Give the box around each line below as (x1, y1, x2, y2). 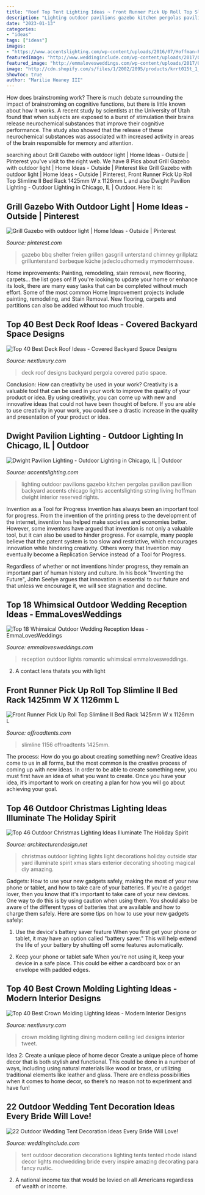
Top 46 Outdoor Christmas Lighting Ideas (6, 803, 167, 814)
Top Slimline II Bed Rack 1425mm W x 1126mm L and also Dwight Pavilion (6, 177, 190, 185)
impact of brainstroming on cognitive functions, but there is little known (6, 100, 186, 108)
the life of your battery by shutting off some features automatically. (15, 941, 184, 948)
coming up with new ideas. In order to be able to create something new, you (6, 766, 197, 773)
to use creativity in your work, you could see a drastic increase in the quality (6, 406, 198, 414)
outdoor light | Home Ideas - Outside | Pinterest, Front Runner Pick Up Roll (6, 171, 193, 178)
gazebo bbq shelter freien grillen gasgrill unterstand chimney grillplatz (21, 251, 198, 258)
